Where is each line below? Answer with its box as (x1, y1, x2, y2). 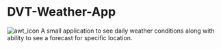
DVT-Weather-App (7, 4, 116, 20)
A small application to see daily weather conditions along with (40, 27, 215, 35)
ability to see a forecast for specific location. (7, 33, 133, 42)
